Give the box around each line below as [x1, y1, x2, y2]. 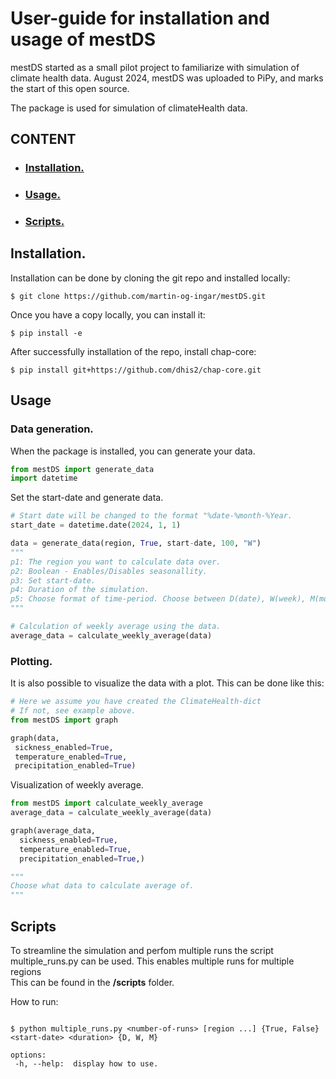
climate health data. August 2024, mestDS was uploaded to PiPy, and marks [10, 72, 324, 84]
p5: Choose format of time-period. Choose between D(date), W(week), [10, 594, 307, 604]
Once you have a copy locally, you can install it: [10, 308, 206, 321]
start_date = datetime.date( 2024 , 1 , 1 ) [10, 520, 182, 531]
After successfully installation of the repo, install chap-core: [10, 345, 257, 357]
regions [10, 965, 42, 977]
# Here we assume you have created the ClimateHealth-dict [10, 697, 262, 707]
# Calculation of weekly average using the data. [10, 622, 222, 632]
